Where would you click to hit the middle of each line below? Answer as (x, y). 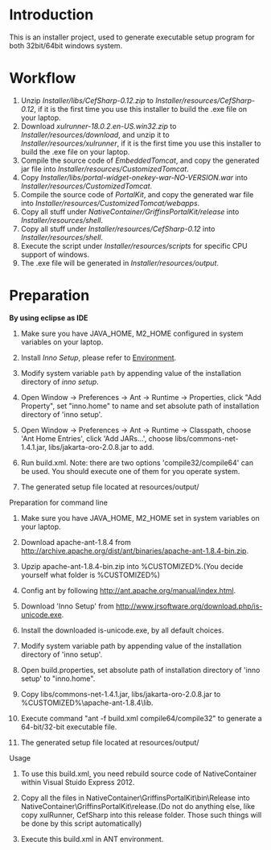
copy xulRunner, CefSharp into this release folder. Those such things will (141, 815)
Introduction (51, 15)
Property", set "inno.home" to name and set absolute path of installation (140, 406)
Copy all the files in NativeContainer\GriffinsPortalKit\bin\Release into (135, 798)
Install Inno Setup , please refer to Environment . (99, 357)
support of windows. (55, 254)
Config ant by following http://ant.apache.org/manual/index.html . (128, 590)
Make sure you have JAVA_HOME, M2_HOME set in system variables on (140, 518)
